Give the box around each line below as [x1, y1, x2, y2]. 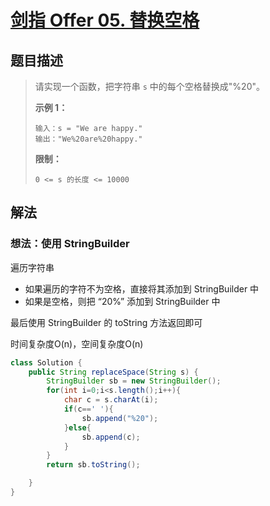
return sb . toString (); [46, 460, 141, 470]
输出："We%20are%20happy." [34, 134, 143, 144]
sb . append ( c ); [81, 432, 141, 442]
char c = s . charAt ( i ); [63, 395, 159, 405]
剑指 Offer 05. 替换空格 [10, 9, 200, 32]
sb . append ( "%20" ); [81, 413, 159, 423]
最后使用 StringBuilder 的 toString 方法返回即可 [10, 316, 203, 328]
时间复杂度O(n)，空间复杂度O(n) [10, 337, 144, 350]
